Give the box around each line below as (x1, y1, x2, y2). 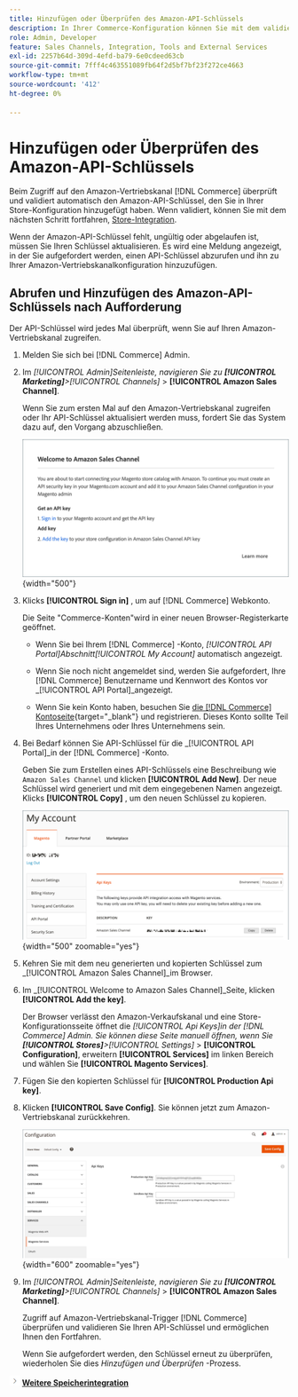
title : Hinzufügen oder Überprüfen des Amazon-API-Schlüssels (9, 14, 244, 23)
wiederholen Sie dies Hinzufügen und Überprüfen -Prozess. (21, 1358, 241, 1369)
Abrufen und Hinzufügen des (9, 285, 174, 301)
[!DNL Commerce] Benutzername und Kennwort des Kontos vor (35, 675, 268, 685)
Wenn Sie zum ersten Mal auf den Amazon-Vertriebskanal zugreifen (21, 403, 271, 414)
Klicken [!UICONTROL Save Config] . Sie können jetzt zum (21, 1102, 235, 1113)
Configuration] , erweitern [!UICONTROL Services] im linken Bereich (21, 1049, 274, 1060)
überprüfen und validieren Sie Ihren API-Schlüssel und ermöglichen (21, 1322, 269, 1333)
